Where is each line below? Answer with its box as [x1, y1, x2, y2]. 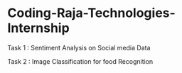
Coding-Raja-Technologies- [7, 5, 176, 21]
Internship [7, 20, 70, 36]
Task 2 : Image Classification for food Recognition [7, 57, 154, 65]
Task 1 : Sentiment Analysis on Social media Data [7, 43, 151, 52]
